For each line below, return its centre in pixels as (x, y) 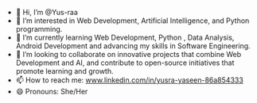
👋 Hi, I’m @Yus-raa (47, 12)
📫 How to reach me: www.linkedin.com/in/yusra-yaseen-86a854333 (130, 80)
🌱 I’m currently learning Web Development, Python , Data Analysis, (125, 37)
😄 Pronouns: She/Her (52, 92)
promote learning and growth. (64, 71)
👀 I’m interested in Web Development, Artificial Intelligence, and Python (132, 21)
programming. (39, 29)
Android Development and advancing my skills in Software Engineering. (133, 46)
